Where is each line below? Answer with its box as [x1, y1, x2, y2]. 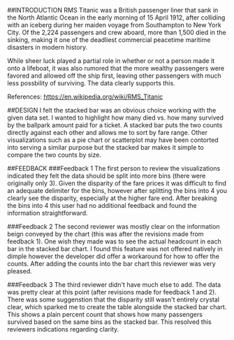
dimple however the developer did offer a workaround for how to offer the [7, 252, 220, 260]
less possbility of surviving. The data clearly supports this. [7, 79, 176, 87]
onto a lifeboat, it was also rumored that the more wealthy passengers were [7, 64, 225, 72]
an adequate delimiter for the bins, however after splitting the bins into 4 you [7, 187, 227, 194]
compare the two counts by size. [7, 150, 101, 159]
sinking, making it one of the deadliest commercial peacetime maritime [7, 36, 211, 44]
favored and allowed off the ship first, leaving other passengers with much [7, 71, 221, 80]
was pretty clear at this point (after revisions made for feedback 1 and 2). [7, 288, 217, 296]
